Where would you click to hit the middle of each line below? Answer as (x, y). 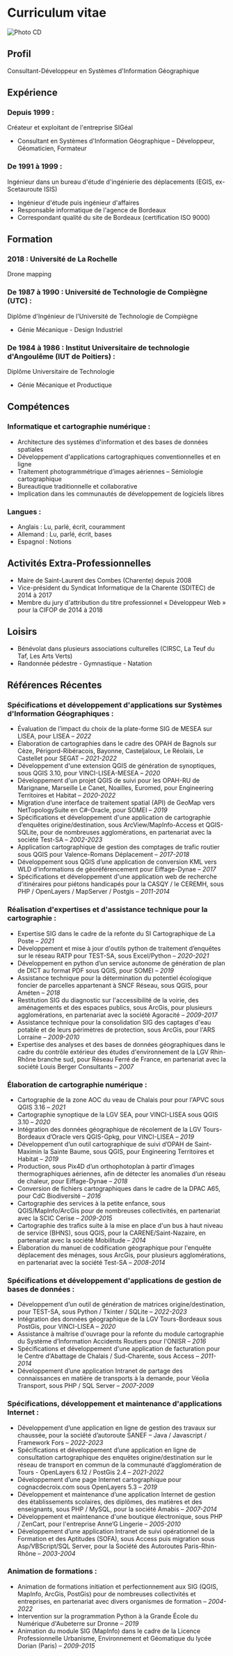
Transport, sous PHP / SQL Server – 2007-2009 (86, 1386)
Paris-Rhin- (200, 1546)
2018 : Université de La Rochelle (63, 259)
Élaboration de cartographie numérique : (77, 1085)
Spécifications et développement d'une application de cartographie (114, 818)
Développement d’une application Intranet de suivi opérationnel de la (116, 1531)
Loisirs (22, 632)
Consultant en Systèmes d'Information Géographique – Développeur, (116, 141)
